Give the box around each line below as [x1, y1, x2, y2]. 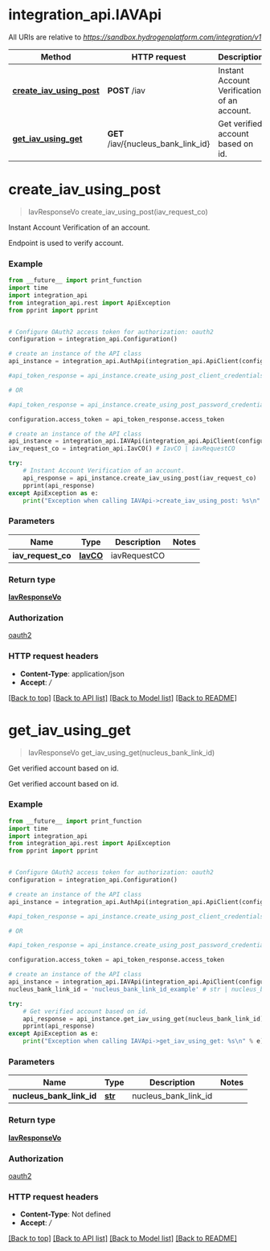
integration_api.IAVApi [8, 6, 162, 24]
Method [40, 51, 72, 62]
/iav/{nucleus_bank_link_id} [107, 138, 211, 149]
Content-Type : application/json [19, 668, 125, 678]
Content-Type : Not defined [19, 1209, 111, 1219]
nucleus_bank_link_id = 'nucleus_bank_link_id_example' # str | [8, 985, 228, 993]
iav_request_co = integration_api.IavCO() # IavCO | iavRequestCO [8, 444, 235, 453]
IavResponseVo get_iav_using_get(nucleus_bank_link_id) [27, 747, 215, 757]
